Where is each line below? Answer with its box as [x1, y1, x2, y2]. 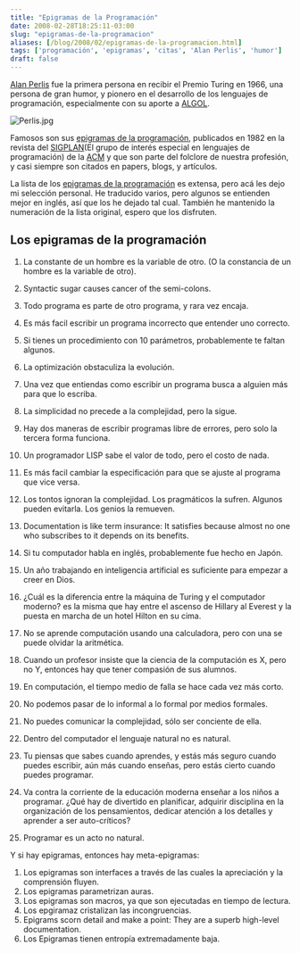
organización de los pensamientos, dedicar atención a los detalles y [22, 805, 273, 816]
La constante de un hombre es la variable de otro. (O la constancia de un [22, 256, 291, 267]
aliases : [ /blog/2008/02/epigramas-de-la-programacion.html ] [10, 37, 243, 47]
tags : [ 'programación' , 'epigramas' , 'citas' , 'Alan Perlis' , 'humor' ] [10, 46, 283, 55]
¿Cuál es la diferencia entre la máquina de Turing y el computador [22, 591, 266, 602]
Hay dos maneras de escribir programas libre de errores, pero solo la [22, 423, 278, 434]
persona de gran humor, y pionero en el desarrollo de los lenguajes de [10, 88, 269, 99]
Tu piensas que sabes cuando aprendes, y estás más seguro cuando [22, 750, 277, 761]
